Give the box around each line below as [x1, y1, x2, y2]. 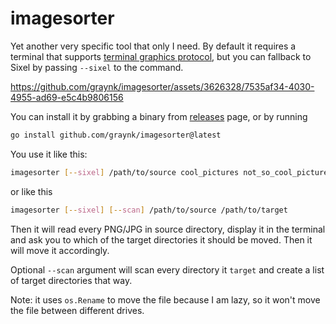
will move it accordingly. [10, 244, 110, 256]
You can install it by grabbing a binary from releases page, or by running [10, 110, 308, 122]
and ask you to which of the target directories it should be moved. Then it [10, 233, 313, 246]
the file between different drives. [10, 304, 145, 316]
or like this [10, 185, 53, 197]
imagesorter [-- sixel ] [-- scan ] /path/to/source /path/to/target [10, 205, 288, 215]
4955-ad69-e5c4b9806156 [10, 91, 124, 103]
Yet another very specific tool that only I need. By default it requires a [10, 40, 297, 52]
